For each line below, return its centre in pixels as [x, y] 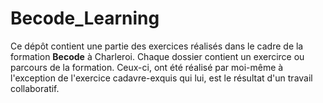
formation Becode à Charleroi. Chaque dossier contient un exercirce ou [157, 56]
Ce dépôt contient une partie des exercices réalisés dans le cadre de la [157, 46]
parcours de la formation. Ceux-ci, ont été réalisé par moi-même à [147, 67]
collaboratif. [35, 88]
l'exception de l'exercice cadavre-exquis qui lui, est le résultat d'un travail [161, 78]
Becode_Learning [85, 18]
